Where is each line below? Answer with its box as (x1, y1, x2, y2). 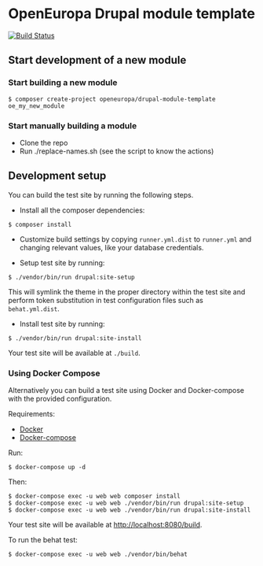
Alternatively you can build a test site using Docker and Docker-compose (8, 386, 245, 395)
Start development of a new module (8, 54, 187, 67)
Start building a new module (8, 77, 118, 88)
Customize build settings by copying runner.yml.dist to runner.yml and (19, 234, 252, 244)
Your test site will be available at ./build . (8, 348, 141, 357)
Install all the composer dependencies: (19, 205, 145, 215)
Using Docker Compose (8, 368, 100, 379)
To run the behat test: (8, 535, 78, 545)
